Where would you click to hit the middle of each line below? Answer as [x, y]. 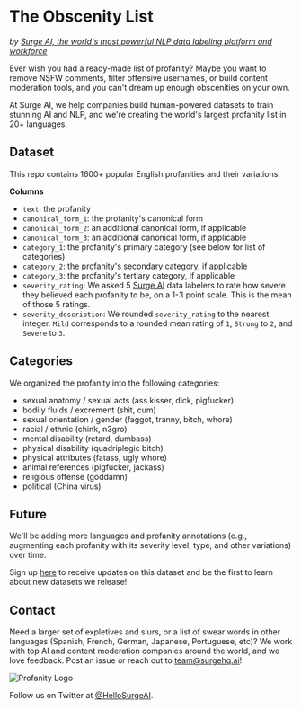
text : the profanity [57, 208]
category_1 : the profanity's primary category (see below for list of [144, 247]
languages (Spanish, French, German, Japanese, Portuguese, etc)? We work [151, 642]
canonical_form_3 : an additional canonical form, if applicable [134, 237]
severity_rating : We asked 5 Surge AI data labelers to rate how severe [154, 285]
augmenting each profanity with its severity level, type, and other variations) [150, 545]
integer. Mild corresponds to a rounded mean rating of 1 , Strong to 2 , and [157, 323]
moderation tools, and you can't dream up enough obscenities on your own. [150, 87]
